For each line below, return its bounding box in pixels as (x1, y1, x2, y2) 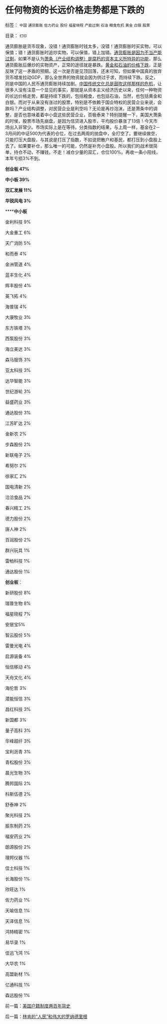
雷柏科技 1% (5, 558, 30, 564)
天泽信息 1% (5, 918, 30, 924)
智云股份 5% (5, 632, 31, 638)
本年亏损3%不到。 (5, 155, 43, 161)
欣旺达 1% (5, 886, 26, 892)
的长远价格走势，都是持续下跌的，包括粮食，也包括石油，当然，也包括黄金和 (5, 93, 162, 99)
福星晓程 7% (5, 611, 31, 617)
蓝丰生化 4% (5, 272, 31, 278)
